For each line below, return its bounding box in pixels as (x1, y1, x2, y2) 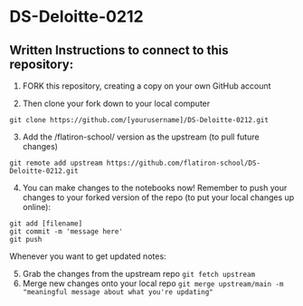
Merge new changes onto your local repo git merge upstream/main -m (22, 278, 284, 289)
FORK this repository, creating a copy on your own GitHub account (22, 81, 271, 91)
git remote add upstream (9, 158, 103, 167)
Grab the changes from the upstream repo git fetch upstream (22, 269, 256, 279)
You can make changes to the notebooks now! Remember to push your (22, 183, 288, 193)
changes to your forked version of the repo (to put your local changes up (22, 192, 295, 203)
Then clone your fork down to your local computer (22, 98, 211, 109)
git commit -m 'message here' (9, 227, 124, 236)
